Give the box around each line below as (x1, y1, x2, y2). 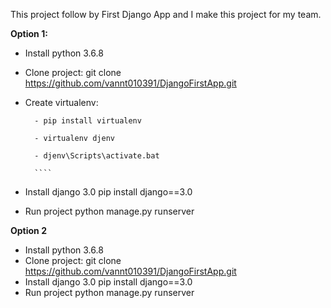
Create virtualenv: (24, 97, 99, 108)
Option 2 (10, 225, 47, 236)
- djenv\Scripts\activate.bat (34, 151, 160, 161)
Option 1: (10, 28, 48, 39)
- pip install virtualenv (34, 116, 142, 126)
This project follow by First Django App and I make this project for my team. (10, 9, 322, 20)
